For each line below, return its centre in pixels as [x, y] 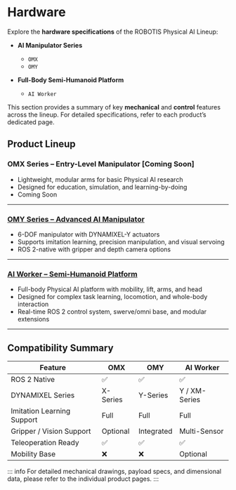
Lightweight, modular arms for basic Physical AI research [100, 179]
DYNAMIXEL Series [43, 395]
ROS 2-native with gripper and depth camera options [94, 249]
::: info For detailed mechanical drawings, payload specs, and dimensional [114, 472]
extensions [33, 319]
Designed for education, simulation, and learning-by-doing [102, 187]
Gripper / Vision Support [51, 431]
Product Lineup [41, 144]
